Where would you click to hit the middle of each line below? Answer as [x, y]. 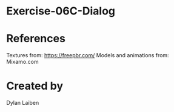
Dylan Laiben [23, 103]
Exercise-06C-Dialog [61, 11]
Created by [35, 86]
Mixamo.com [22, 62]
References [36, 39]
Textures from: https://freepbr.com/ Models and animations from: [88, 55]
